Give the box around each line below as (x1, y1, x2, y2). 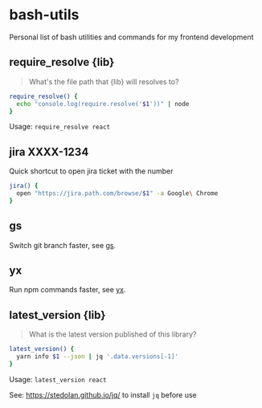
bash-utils (9, 6, 80, 24)
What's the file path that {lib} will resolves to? (28, 76, 179, 86)
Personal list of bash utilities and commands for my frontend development (9, 32, 254, 42)
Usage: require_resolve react (9, 122, 111, 132)
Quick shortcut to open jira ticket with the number (9, 166, 174, 176)
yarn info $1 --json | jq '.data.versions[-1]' (16, 353, 179, 361)
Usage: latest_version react (9, 374, 107, 384)
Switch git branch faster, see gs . (9, 240, 117, 250)
